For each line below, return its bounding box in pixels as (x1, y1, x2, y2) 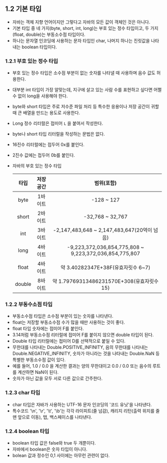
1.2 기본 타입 (5, 4, 42, 13)
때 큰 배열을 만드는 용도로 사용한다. (12, 110, 81, 116)
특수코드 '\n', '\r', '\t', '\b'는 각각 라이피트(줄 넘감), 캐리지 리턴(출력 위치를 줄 (12, 408, 160, 414)
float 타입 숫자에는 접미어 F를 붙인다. (12, 326, 84, 332)
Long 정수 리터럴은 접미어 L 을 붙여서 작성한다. (12, 120, 103, 126)
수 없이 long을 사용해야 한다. (12, 93, 68, 99)
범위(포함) (94, 180, 117, 187)
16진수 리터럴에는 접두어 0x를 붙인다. (12, 142, 84, 148)
